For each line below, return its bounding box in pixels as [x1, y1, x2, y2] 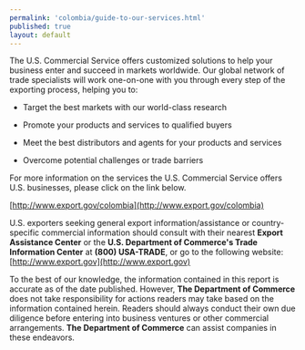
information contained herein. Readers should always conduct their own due [9, 303, 296, 314]
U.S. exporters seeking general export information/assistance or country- [9, 218, 285, 229]
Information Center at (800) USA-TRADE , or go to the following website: [9, 247, 284, 258]
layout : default [9, 30, 71, 39]
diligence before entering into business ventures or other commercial [9, 313, 269, 324]
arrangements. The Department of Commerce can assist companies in [9, 323, 278, 334]
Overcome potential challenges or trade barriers [22, 155, 204, 166]
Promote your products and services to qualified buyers [22, 119, 232, 130]
